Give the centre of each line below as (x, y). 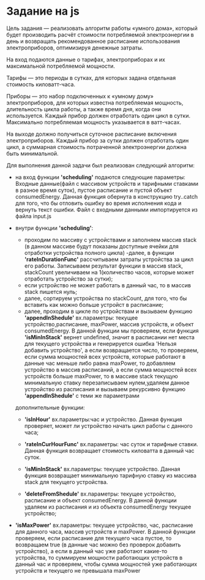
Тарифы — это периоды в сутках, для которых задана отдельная (91, 78)
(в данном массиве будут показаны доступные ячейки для (101, 246)
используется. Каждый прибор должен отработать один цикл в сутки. (99, 116)
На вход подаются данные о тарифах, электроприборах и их (86, 59)
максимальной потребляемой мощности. (61, 66)
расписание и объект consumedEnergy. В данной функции (101, 500)
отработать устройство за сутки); (69, 279)
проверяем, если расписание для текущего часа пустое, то (93, 538)
